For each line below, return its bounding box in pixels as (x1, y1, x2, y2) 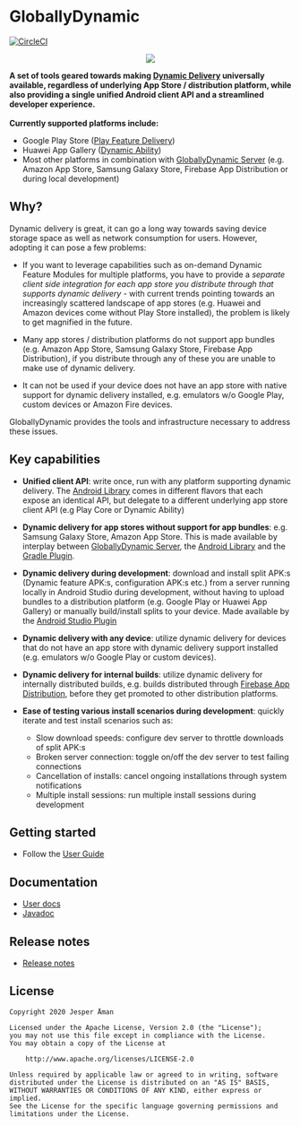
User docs (21, 898, 61, 909)
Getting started (9, 825, 97, 840)
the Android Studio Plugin (21, 615, 117, 626)
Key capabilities (9, 452, 101, 467)
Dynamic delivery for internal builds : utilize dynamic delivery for (21, 669, 263, 680)
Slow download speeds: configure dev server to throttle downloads (35, 732, 284, 743)
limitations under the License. (9, 1109, 130, 1118)
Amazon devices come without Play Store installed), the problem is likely (21, 307, 291, 317)
